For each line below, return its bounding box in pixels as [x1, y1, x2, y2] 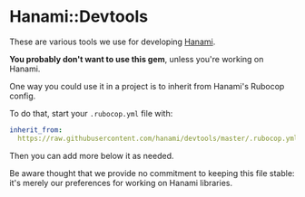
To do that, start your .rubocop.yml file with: [9, 108, 173, 118]
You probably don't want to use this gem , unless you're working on [9, 53, 264, 64]
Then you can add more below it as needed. [9, 150, 174, 161]
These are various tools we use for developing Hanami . [9, 36, 216, 47]
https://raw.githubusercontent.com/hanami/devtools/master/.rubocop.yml [17, 134, 299, 143]
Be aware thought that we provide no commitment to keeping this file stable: [9, 167, 295, 178]
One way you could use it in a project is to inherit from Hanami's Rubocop [9, 80, 285, 91]
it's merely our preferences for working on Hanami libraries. [9, 177, 233, 188]
